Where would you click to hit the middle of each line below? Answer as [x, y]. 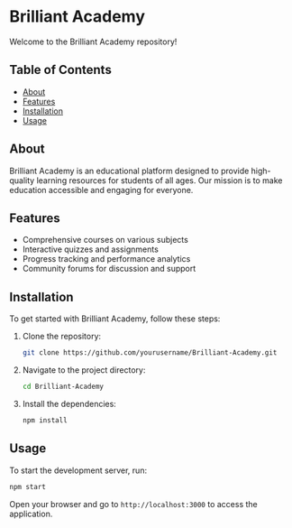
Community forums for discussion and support [109, 269]
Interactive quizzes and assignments [91, 249]
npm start [28, 486]
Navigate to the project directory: [84, 370]
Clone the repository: [62, 337]
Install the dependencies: [69, 403]
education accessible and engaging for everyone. [101, 190]
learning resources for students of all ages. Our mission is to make [160, 180]
